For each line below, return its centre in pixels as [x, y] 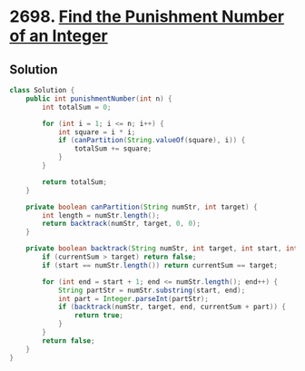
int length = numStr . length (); [101, 215]
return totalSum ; [74, 182]
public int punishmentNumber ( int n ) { [99, 98]
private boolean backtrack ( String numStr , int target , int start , [154, 249]
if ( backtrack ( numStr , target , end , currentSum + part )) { [172, 307]
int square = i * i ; [97, 132]
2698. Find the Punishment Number [147, 17]
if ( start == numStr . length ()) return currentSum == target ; [160, 265]
